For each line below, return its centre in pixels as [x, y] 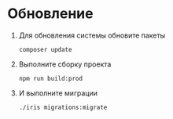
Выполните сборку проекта [65, 64]
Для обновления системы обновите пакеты [92, 35]
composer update [45, 49]
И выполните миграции [58, 93]
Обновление [50, 14]
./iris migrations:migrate [63, 107]
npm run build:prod [51, 78]
